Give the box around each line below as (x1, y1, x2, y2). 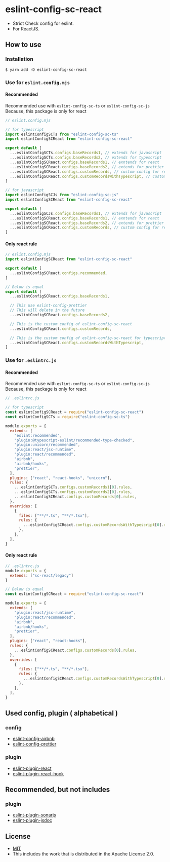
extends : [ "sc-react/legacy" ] (10, 573, 73, 578)
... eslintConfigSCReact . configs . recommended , (10, 270, 108, 276)
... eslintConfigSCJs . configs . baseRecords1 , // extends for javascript (10, 211, 162, 216)
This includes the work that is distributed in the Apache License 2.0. (12, 851, 154, 857)
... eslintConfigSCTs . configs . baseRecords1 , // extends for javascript (10, 151, 162, 156)
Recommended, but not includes (5, 785, 110, 794)
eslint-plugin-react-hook (12, 770, 64, 776)
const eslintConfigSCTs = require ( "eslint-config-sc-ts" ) (5, 415, 130, 420)
